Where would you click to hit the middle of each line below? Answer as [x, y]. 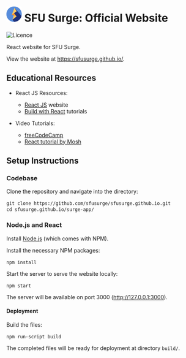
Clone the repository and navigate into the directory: [73, 192]
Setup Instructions [43, 161]
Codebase [22, 178]
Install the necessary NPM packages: [53, 250]
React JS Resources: [41, 93]
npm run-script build [34, 337]
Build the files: [24, 324]
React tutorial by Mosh [53, 142]
